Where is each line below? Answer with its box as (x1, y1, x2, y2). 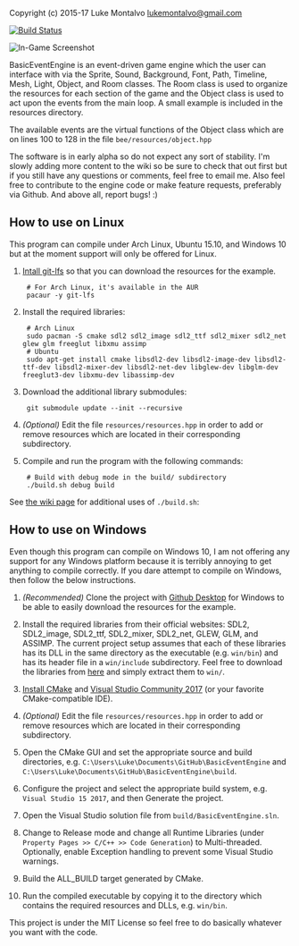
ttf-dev (21, 362, 51, 372)
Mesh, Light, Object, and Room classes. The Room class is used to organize (9, 79, 288, 89)
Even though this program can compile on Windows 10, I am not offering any (9, 545, 290, 557)
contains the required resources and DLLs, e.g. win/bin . (21, 900, 228, 910)
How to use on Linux (9, 215, 125, 231)
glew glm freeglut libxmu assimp (21, 339, 147, 348)
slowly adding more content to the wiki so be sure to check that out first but (9, 161, 287, 171)
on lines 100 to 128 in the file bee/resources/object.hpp (9, 134, 212, 144)
